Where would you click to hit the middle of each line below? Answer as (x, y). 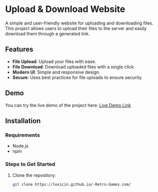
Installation (23, 121)
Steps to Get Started (30, 164)
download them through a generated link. (48, 33)
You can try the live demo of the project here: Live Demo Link (68, 105)
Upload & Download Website (65, 9)
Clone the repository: (34, 175)
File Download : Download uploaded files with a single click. (74, 66)
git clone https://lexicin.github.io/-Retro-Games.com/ (72, 184)
